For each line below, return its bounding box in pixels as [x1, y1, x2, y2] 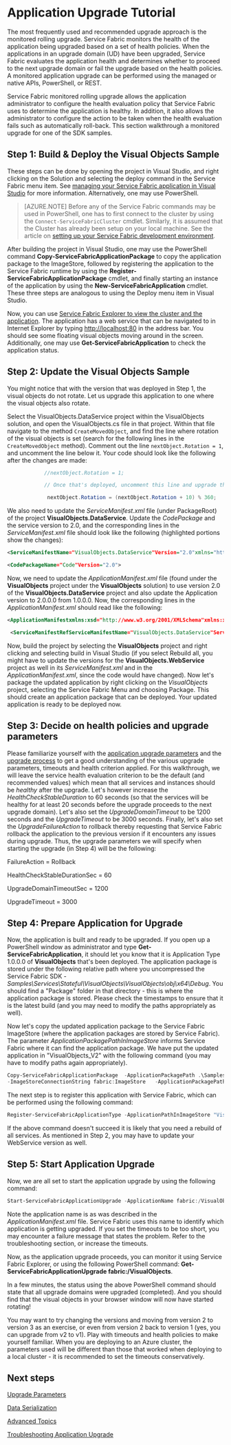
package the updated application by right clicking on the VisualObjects [7, 678, 208, 686]
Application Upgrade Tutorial [7, 5, 176, 21]
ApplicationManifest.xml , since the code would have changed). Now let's [7, 671, 214, 679]
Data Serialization [7, 1404, 57, 1412]
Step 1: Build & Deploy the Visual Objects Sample [7, 149, 220, 160]
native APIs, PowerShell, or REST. [7, 78, 102, 87]
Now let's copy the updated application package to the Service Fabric [7, 1022, 205, 1031]
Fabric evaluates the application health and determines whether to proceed [7, 56, 220, 65]
